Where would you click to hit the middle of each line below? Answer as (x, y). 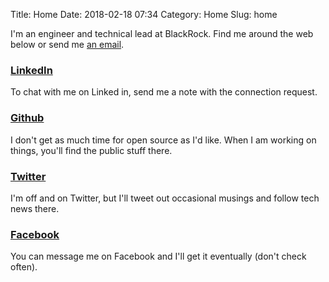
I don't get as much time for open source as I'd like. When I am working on (163, 140)
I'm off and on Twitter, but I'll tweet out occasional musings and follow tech (165, 198)
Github (27, 118)
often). (24, 267)
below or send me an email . (67, 44)
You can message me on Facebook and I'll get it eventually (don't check (158, 256)
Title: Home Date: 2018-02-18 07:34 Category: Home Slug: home (144, 14)
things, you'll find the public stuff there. (91, 150)
